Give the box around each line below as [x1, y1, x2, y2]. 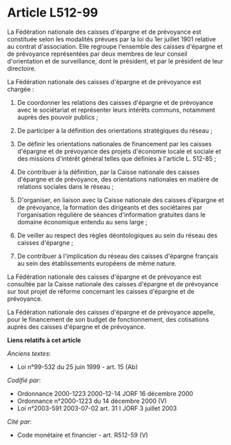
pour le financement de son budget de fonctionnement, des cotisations [7, 315, 209, 324]
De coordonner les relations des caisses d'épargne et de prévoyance [17, 98, 214, 106]
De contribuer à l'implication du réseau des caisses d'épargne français [17, 252, 219, 260]
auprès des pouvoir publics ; [17, 112, 99, 121]
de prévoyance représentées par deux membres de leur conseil [7, 50, 188, 58]
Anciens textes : [7, 349, 52, 357]
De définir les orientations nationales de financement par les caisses [17, 139, 212, 148]
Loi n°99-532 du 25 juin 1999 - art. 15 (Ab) [17, 362, 138, 370]
